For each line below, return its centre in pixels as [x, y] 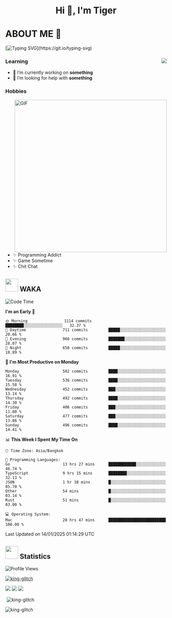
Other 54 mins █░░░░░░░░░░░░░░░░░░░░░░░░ [86, 491]
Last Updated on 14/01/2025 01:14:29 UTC [50, 534]
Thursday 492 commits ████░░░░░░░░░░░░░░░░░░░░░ [86, 398]
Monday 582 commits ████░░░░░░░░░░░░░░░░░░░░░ [86, 371]
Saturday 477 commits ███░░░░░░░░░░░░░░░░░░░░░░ [86, 416]
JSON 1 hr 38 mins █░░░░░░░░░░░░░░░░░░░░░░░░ [86, 482]
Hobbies [16, 91]
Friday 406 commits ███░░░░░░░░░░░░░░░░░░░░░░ [86, 407]
